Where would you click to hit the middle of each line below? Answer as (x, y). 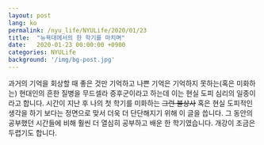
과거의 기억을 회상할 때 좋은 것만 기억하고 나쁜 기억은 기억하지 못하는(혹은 (122, 83)
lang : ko (23, 23)
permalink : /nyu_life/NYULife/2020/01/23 (78, 30)
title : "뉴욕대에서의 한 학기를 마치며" (67, 38)
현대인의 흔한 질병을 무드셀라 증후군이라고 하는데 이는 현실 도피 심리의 (127, 93)
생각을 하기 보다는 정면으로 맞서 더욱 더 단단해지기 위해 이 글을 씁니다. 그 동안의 (131, 113)
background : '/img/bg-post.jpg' (61, 60)
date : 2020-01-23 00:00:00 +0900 (67, 45)
